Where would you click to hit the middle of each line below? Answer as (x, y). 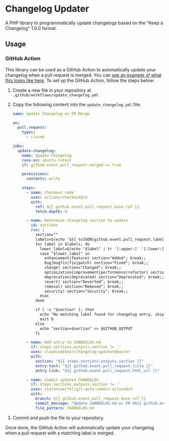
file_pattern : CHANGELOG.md (65, 408)
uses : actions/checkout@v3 (59, 197)
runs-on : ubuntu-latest (47, 160)
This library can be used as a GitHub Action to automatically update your (81, 69)
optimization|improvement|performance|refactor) (97, 272)
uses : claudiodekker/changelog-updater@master (81, 352)
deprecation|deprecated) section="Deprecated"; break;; (104, 277)
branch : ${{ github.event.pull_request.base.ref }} (91, 398)
